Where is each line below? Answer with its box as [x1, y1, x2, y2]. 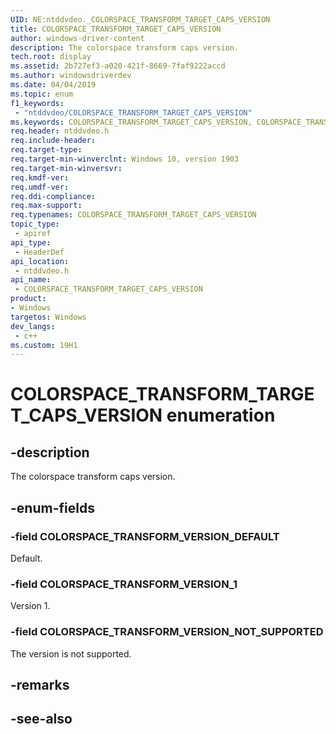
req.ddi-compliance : [10, 191, 97, 201]
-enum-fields [10, 499, 95, 516]
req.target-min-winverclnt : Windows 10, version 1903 [10, 154, 240, 164]
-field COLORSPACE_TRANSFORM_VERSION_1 [10, 577, 238, 591]
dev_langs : [10, 321, 56, 331]
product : [10, 294, 47, 304]
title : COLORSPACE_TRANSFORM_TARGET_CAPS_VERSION [10, 24, 222, 34]
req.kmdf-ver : [10, 172, 70, 183]
